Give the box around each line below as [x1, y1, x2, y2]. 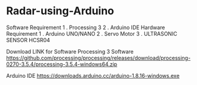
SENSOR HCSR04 [6, 36, 51, 43]
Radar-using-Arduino [6, 4, 115, 18]
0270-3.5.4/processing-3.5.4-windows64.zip [6, 61, 118, 68]
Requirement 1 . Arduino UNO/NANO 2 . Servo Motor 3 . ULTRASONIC [6, 30, 177, 37]
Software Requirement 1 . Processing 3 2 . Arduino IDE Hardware [6, 24, 165, 31]
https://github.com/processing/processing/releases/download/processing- [6, 54, 191, 61]
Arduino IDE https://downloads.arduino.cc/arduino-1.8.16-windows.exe [6, 72, 180, 79]
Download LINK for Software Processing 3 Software [6, 48, 134, 55]
